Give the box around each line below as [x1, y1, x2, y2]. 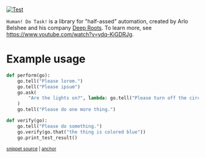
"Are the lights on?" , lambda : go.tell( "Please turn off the [28, 95, 187, 101]
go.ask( [17, 89, 37, 96]
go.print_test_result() [17, 135, 78, 141]
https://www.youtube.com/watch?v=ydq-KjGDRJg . [6, 31, 134, 38]
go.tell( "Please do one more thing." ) [17, 107, 116, 113]
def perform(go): [6, 72, 51, 78]
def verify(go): [6, 118, 48, 124]
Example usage [6, 52, 86, 66]
